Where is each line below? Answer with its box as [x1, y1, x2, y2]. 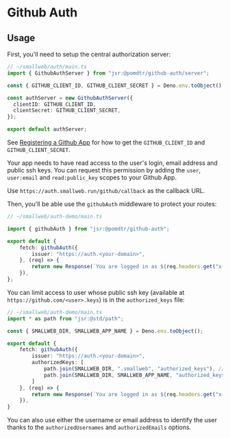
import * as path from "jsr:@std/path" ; [7, 315, 125, 322]
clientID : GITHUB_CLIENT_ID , [13, 101, 97, 107]
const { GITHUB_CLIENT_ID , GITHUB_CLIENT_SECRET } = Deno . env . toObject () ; [7, 82, 225, 89]
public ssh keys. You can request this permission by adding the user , [7, 166, 201, 174]
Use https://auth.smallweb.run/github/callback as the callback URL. [7, 187, 205, 194]
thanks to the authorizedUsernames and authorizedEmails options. [7, 423, 192, 432]
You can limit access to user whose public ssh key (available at [7, 288, 185, 296]
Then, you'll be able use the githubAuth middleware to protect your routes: [7, 200, 217, 208]
